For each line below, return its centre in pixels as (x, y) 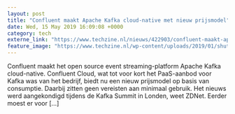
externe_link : (28, 40)
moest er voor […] (33, 103)
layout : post (26, 14)
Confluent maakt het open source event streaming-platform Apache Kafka (114, 66)
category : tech (29, 33)
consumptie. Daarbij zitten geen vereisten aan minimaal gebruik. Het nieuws (117, 88)
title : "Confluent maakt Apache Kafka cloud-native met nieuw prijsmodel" (119, 20)
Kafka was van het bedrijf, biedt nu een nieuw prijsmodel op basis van (108, 81)
